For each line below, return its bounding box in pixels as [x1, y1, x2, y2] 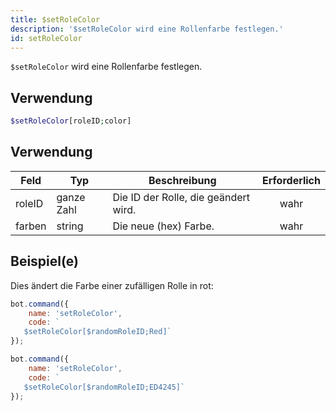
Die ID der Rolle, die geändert [112, 190, 251, 204]
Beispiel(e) [10, 253, 79, 270]
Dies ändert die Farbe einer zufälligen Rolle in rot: [10, 279, 214, 291]
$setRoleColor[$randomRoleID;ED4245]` [23, 382, 186, 392]
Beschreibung [148, 173, 217, 187]
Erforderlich [262, 173, 321, 187]
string [56, 219, 84, 233]
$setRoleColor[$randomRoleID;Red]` [23, 327, 172, 337]
